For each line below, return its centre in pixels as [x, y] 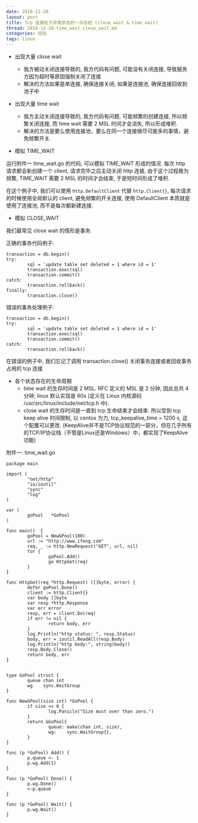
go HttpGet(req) [68, 562]
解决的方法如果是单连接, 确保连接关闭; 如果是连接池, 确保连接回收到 [105, 84]
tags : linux [21, 39]
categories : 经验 [27, 34]
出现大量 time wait [37, 104]
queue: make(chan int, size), [85, 727]
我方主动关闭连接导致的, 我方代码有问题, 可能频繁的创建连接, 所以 [103, 116]
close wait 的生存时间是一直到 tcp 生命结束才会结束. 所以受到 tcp [102, 410]
